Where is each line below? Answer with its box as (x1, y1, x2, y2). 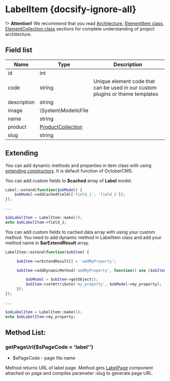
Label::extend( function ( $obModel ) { (5, 187, 82, 192)
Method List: (5, 328, 47, 337)
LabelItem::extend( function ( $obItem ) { (5, 250, 90, 255)
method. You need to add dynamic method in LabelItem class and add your (5, 234, 162, 240)
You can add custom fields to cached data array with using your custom (5, 229, 155, 235)
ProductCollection (39, 123, 82, 130)
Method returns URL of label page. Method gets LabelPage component (5, 365, 153, 371)
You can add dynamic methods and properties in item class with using (5, 162, 152, 168)
